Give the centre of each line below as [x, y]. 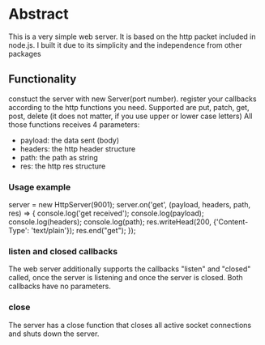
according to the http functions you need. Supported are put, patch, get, [129, 107]
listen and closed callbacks [63, 251]
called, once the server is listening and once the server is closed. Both [126, 278]
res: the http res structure [63, 166]
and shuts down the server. [54, 334]
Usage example [40, 187]
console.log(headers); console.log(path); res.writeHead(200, [110, 222]
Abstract [38, 14]
